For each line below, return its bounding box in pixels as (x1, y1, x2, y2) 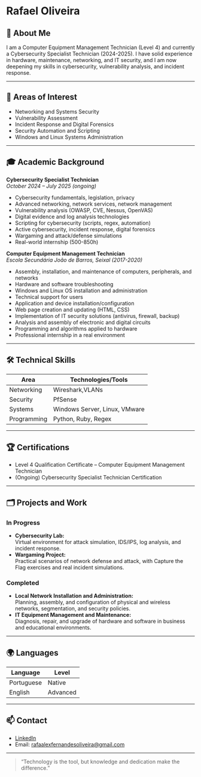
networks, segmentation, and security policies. (14, 605, 130, 612)
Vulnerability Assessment (14, 114, 78, 121)
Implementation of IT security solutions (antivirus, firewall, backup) (14, 312, 180, 319)
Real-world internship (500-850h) (14, 238, 99, 246)
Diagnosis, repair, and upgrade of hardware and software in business (14, 617, 185, 625)
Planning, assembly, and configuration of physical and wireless (14, 599, 170, 606)
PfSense (53, 396, 77, 404)
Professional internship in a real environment (14, 331, 126, 338)
